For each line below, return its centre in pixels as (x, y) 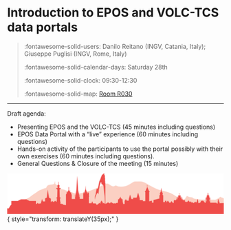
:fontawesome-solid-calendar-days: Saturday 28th (96, 67)
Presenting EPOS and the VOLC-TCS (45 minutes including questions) (116, 127)
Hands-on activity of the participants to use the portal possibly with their (120, 149)
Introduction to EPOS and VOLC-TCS (113, 13)
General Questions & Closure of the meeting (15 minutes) (98, 163)
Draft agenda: (26, 113)
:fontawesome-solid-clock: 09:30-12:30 (80, 80)
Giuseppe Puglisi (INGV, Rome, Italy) (75, 54)
